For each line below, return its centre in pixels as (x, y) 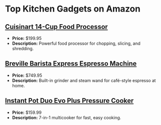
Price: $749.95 (27, 75)
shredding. (23, 49)
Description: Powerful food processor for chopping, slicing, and (76, 43)
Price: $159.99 (27, 112)
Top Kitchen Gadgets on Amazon (73, 9)
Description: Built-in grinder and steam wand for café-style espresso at (84, 80)
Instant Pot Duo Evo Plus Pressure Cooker (69, 101)
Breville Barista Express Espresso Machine (71, 64)
